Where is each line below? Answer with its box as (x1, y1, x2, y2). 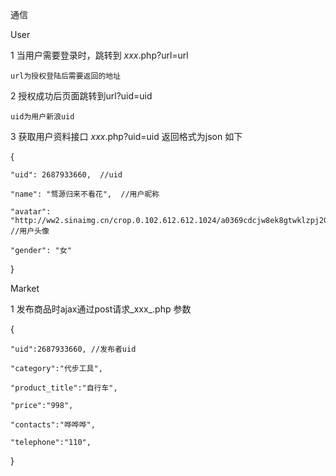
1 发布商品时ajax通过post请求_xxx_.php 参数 (10, 303, 192, 315)
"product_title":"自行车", (10, 383, 118, 393)
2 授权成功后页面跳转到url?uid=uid (10, 90, 153, 102)
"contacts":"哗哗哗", (10, 420, 96, 430)
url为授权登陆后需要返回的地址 (10, 71, 122, 81)
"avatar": (10, 207, 52, 217)
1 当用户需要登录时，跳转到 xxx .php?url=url (10, 49, 189, 61)
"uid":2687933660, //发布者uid (10, 344, 137, 354)
